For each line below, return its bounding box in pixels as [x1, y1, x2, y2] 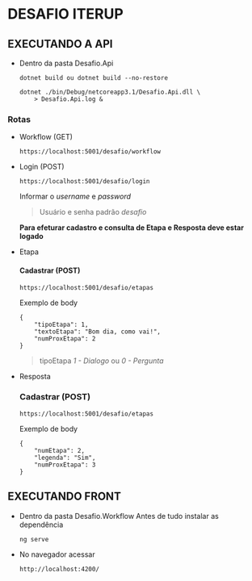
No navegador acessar [19, 550, 95, 559]
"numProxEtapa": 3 [34, 461, 96, 469]
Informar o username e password [19, 191, 131, 202]
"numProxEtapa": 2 [34, 334, 96, 343]
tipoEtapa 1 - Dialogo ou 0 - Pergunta [39, 356, 164, 366]
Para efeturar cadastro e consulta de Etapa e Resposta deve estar [19, 223, 244, 232]
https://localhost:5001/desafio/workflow [19, 148, 161, 156]
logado [19, 232, 44, 241]
